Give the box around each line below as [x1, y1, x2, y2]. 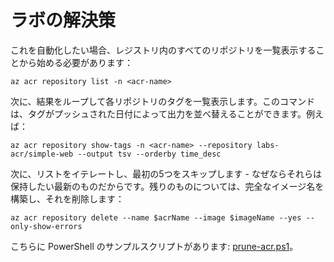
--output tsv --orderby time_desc [77, 149, 222, 159]
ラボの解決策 [10, 9, 117, 32]
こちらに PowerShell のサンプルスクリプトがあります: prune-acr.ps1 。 [10, 240, 299, 252]
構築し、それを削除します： [10, 192, 125, 205]
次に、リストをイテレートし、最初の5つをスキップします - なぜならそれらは [10, 167, 322, 180]
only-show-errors [10, 221, 83, 231]
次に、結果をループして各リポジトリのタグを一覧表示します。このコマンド [10, 95, 315, 107]
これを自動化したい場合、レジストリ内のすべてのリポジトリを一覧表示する [10, 44, 317, 56]
